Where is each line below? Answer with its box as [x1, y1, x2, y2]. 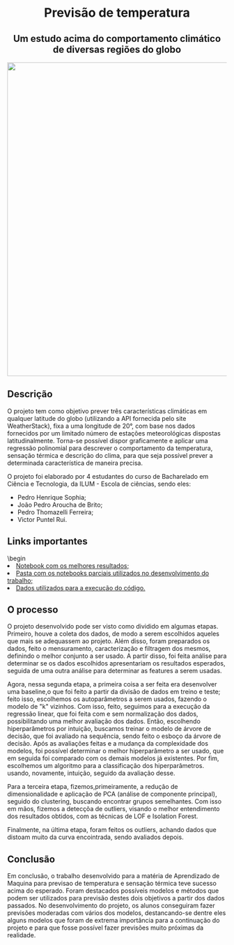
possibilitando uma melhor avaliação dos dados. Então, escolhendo [7, 717, 201, 725]
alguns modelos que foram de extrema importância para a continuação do [7, 916, 220, 925]
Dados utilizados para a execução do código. [16, 583, 146, 592]
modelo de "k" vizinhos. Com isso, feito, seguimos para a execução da [7, 702, 210, 711]
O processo [7, 604, 58, 616]
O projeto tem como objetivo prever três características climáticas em [7, 406, 208, 415]
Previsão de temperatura [44, 5, 190, 21]
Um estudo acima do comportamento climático [13, 33, 221, 45]
